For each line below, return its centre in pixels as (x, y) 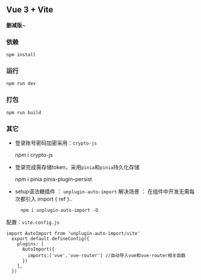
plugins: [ (31, 244)
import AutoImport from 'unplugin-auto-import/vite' (73, 233)
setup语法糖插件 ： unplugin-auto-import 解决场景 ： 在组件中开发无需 (102, 191)
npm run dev (21, 84)
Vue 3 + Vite (30, 10)
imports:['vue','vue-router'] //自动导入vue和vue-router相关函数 (107, 255)
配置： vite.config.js (33, 222)
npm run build (24, 112)
